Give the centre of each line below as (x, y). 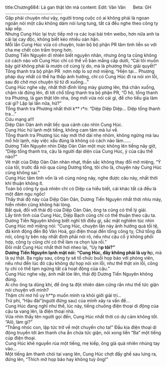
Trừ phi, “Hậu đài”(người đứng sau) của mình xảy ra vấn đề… (67, 300)
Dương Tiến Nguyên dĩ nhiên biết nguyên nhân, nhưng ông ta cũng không (81, 55)
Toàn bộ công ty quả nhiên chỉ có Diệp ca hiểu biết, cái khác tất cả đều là (81, 189)
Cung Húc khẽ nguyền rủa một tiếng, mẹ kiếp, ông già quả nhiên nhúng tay (82, 343)
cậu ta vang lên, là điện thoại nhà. (40, 311)
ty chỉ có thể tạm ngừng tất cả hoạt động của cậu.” (57, 269)
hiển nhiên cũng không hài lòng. (38, 205)
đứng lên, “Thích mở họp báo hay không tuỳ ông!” (57, 359)
